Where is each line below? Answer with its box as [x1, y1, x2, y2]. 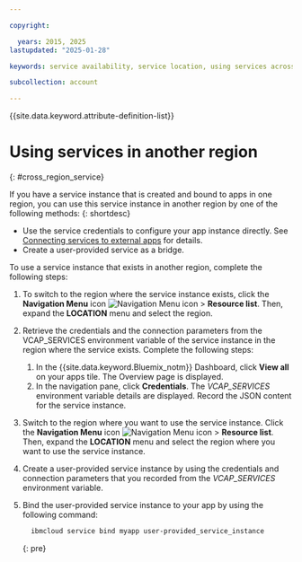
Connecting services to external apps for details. [22, 235, 203, 246]
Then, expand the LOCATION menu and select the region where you [22, 436, 276, 447]
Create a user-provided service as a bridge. [22, 244, 184, 256]
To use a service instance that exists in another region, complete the [9, 262, 262, 273]
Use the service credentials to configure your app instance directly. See [22, 225, 289, 236]
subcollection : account [9, 78, 99, 87]
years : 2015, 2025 [17, 37, 87, 46]
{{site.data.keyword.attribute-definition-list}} [9, 110, 175, 121]
